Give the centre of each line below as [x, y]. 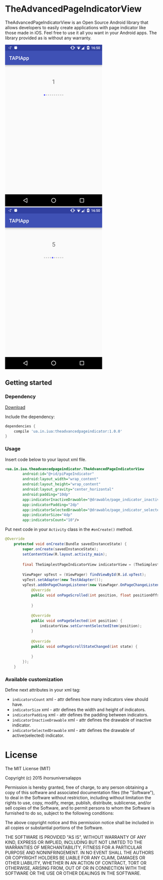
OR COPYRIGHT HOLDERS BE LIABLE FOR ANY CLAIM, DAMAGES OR [75, 858]
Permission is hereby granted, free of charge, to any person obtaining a [76, 787]
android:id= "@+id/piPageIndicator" [58, 474]
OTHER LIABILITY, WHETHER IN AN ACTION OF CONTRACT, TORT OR [76, 863]
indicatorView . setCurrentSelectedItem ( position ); [91, 626]
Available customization [34, 679]
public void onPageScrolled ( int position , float [81, 595]
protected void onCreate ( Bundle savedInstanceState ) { [70, 544]
